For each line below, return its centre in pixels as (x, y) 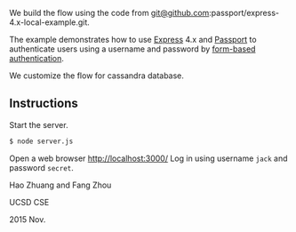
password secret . (41, 167)
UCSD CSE (29, 202)
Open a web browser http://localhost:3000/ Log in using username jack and (148, 158)
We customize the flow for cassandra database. (97, 76)
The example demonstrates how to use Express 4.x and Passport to (133, 40)
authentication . (37, 58)
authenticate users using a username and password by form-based (132, 49)
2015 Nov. (28, 219)
